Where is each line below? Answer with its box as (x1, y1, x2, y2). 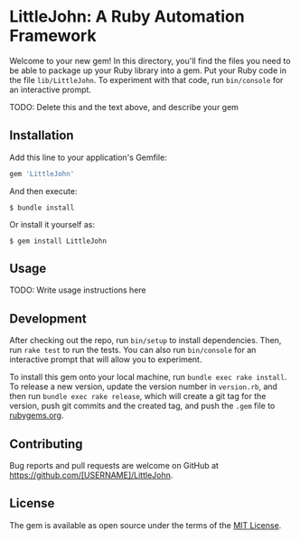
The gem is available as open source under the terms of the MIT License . (9, 519, 282, 530)
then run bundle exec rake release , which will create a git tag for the (9, 391, 267, 402)
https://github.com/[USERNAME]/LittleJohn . (9, 470, 173, 480)
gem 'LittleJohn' (9, 169, 75, 178)
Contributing (9, 436, 83, 452)
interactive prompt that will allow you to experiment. (9, 354, 202, 365)
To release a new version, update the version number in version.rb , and (9, 381, 278, 392)
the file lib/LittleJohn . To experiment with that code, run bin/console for (9, 74, 284, 85)
